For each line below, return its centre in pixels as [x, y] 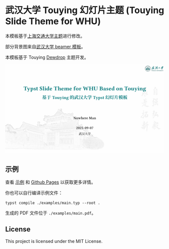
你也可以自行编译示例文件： [34, 193]
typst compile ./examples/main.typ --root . [53, 203]
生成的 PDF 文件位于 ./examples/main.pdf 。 [51, 213]
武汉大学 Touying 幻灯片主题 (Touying [85, 10]
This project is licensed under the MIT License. [54, 241]
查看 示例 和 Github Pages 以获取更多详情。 [50, 182]
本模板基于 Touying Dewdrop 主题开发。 [47, 57]
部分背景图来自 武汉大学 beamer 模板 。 [45, 46]
